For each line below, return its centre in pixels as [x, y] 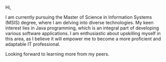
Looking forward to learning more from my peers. [57, 54]
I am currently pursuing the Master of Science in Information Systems [79, 17]
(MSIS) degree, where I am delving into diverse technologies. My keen [79, 23]
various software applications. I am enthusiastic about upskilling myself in [83, 33]
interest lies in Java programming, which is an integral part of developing [82, 28]
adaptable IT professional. [33, 44]
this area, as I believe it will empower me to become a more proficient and [83, 39]
